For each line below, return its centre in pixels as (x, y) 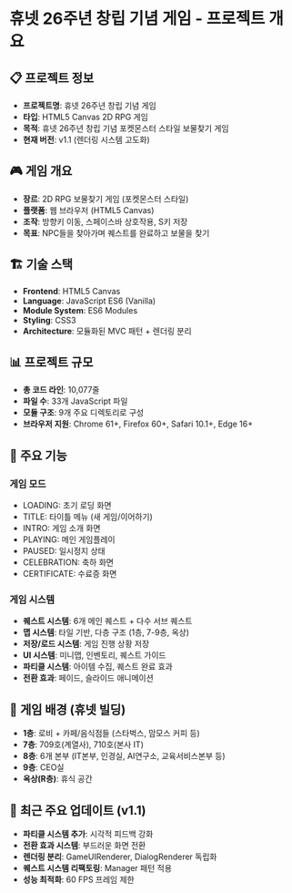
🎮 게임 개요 (41, 171)
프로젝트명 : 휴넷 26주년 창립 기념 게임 (89, 105)
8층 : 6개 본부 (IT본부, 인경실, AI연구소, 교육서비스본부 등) (124, 756)
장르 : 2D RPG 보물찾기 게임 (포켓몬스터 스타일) (106, 199)
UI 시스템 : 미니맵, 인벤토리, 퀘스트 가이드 (94, 655)
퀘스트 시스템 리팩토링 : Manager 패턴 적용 (97, 868)
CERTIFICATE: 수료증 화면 (70, 574)
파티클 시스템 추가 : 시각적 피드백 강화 (88, 834)
